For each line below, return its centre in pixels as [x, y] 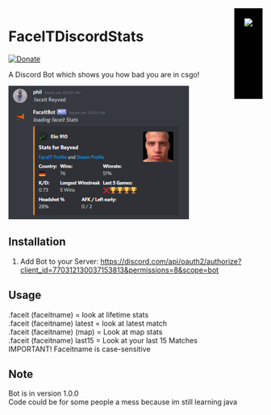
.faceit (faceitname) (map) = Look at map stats [85, 332]
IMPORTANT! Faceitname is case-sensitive [79, 349]
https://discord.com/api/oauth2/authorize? [171, 261]
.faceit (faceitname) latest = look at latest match [88, 323]
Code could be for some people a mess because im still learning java [123, 402]
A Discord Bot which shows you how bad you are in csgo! [104, 74]
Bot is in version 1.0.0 [44, 393]
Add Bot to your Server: [59, 261]
